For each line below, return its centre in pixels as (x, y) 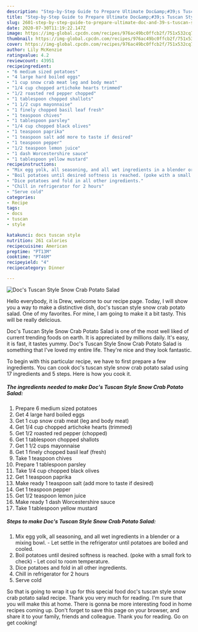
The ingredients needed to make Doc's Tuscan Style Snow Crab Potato (95, 387)
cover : (15, 45)
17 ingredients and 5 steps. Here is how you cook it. (69, 374)
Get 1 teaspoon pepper (43, 489)
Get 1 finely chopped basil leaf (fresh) (61, 452)
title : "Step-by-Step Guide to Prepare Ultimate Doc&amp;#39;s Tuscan (95, 17)
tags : (13, 208)
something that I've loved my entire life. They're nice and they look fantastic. (99, 349)
